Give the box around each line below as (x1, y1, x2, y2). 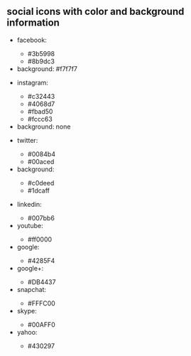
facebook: (16, 36, 47, 44)
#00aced (27, 157, 55, 166)
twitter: (16, 136, 38, 144)
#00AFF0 (27, 320, 56, 329)
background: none (16, 122, 71, 131)
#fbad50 (27, 107, 53, 116)
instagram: (16, 78, 49, 87)
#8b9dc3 (27, 57, 55, 65)
